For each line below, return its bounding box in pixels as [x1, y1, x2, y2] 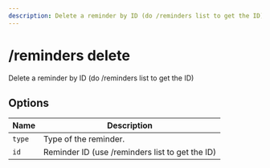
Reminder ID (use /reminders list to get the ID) [43, 146, 217, 158]
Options [8, 96, 50, 109]
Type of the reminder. [43, 133, 125, 145]
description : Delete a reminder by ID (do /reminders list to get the [8, 11, 250, 20]
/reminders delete [8, 46, 131, 64]
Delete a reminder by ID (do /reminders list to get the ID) [8, 73, 194, 83]
